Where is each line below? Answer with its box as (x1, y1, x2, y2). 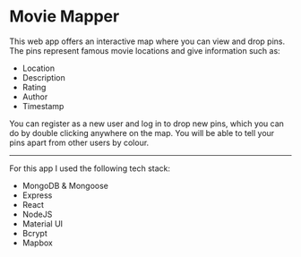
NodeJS (21, 209, 53, 219)
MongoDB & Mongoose (21, 180, 109, 191)
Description (21, 72, 65, 82)
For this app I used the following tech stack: (9, 163, 170, 174)
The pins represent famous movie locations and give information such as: (9, 45, 280, 56)
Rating (21, 81, 47, 92)
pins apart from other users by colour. (9, 137, 150, 148)
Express (21, 190, 53, 201)
